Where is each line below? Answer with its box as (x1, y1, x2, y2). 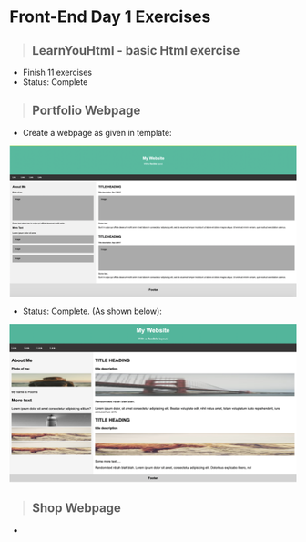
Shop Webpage (31, 500, 121, 516)
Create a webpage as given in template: (22, 127, 172, 138)
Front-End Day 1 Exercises (9, 6, 211, 27)
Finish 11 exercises (22, 67, 93, 78)
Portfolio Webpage (31, 103, 141, 119)
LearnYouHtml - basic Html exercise (31, 43, 240, 58)
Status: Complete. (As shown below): (22, 306, 162, 317)
